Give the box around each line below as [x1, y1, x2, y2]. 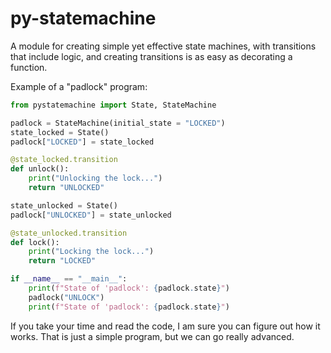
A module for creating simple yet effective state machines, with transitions [10, 40, 317, 52]
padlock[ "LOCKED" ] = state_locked [10, 137, 155, 147]
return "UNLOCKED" [28, 183, 105, 193]
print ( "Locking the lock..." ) [28, 247, 155, 257]
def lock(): [10, 237, 60, 247]
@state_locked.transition [10, 155, 118, 165]
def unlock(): [10, 164, 70, 174]
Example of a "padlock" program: [10, 80, 148, 92]
